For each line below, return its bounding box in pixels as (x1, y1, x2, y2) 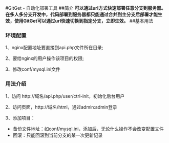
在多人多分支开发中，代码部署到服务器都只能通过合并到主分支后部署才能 (5, 11, 158, 17)
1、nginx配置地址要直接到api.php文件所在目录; (5, 45, 103, 51)
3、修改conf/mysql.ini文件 (5, 66, 60, 72)
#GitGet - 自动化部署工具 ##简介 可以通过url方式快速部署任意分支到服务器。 (5, 5, 166, 11)
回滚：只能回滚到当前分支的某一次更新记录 (12, 132, 103, 138)
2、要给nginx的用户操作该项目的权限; (5, 55, 84, 62)
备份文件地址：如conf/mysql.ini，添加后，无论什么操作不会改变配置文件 (12, 126, 164, 132)
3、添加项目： (5, 115, 35, 121)
